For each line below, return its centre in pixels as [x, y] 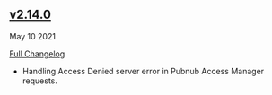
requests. [40, 81]
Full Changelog [37, 54]
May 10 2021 [33, 36]
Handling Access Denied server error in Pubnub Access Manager [143, 71]
